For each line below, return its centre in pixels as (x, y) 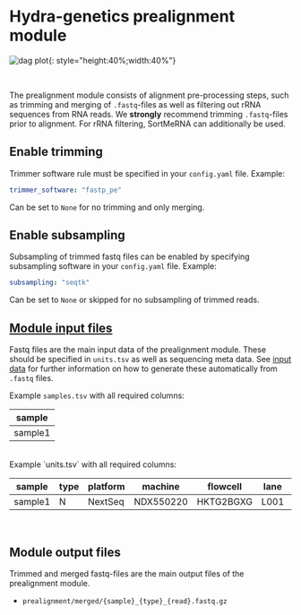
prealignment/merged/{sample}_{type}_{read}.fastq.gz (125, 601)
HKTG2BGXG (225, 502)
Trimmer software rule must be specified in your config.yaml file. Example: (147, 173)
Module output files (65, 552)
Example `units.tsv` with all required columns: (93, 464)
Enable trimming (56, 152)
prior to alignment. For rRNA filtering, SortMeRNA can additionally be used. (148, 124)
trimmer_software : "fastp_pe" (66, 190)
